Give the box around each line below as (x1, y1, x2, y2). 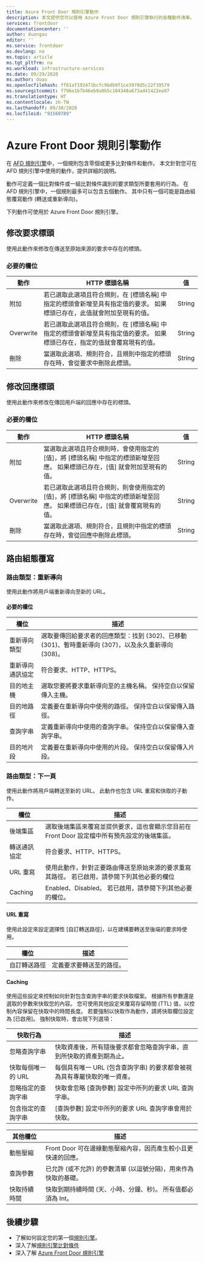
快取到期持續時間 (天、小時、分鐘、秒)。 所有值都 (45, 1185, 188, 1193)
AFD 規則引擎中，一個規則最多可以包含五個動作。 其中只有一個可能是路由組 (6, 188, 195, 195)
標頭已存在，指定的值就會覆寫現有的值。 (43, 338, 159, 347)
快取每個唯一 (9, 1064, 47, 1072)
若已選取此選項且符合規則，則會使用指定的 (43, 483, 165, 492)
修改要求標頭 (6, 228, 55, 238)
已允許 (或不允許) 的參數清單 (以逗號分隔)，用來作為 (45, 1165, 194, 1173)
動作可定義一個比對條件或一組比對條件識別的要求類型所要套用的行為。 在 (6, 180, 189, 188)
